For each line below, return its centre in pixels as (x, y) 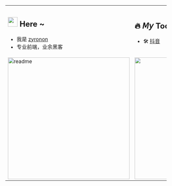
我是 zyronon (33, 39)
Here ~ (32, 24)
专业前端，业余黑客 (40, 47)
